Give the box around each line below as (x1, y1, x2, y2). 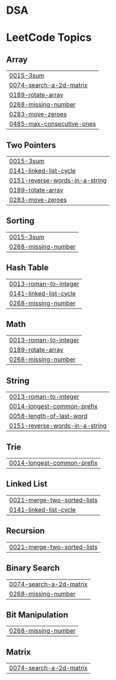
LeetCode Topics (6, 31, 92, 45)
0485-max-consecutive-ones (9, 120, 96, 128)
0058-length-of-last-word (9, 412, 88, 420)
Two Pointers (6, 140, 57, 150)
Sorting (6, 216, 35, 226)
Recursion (6, 526, 45, 536)
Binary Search (6, 563, 60, 573)
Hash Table (6, 263, 49, 273)
